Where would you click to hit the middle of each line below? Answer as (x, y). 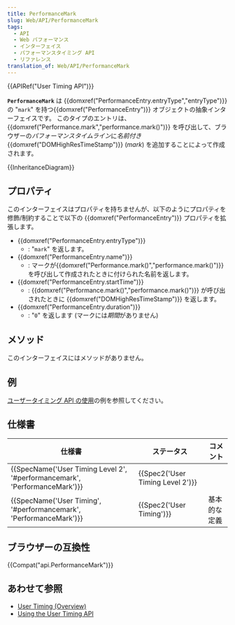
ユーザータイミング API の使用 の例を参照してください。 (87, 400)
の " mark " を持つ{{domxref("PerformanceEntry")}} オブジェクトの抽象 (108, 109)
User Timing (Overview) (52, 606)
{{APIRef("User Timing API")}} (51, 86)
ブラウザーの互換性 (49, 547)
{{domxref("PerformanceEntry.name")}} (75, 257)
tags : (15, 27)
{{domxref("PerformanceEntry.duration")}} (79, 307)
